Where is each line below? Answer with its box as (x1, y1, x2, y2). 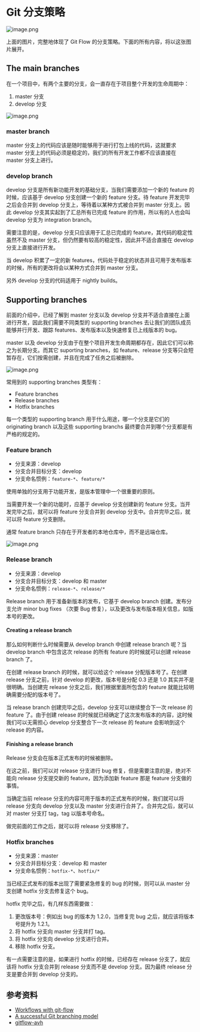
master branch (6, 127, 50, 136)
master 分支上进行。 (6, 157, 57, 164)
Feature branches (14, 390, 59, 398)
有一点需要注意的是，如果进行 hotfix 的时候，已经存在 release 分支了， (6, 956, 180, 963)
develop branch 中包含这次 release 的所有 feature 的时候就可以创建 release (6, 648, 191, 655)
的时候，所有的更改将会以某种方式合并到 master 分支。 (6, 264, 141, 272)
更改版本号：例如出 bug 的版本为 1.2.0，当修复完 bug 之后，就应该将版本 (14, 913, 195, 920)
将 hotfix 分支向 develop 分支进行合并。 (14, 935, 112, 943)
